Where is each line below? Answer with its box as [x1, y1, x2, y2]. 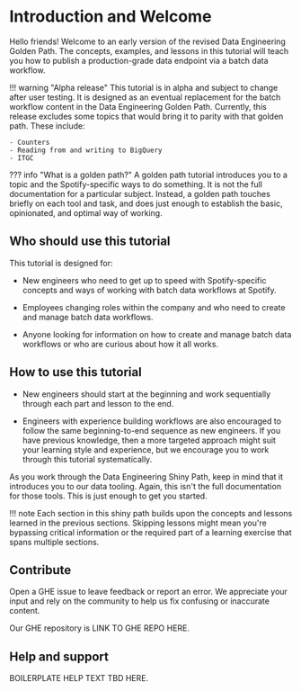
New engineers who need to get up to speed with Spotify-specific [22, 274, 267, 285]
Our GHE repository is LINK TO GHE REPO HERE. [9, 623, 190, 633]
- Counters [9, 138, 50, 147]
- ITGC [9, 153, 34, 163]
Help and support [9, 649, 110, 664]
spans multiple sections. [9, 536, 100, 547]
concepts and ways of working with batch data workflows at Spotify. [22, 284, 277, 295]
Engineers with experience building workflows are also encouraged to [22, 416, 281, 426]
